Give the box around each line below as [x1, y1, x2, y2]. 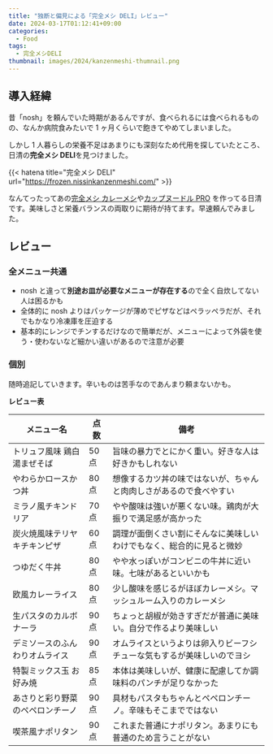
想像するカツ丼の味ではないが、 [112, 473, 235, 484]
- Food [15, 34, 38, 43]
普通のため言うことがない [112, 732, 210, 743]
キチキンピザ [12, 539, 62, 551]
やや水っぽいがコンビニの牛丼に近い [112, 555, 251, 566]
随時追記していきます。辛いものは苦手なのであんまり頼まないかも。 [8, 379, 236, 388]
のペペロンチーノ [12, 704, 78, 716]
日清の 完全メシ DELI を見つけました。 [8, 149, 132, 159]
